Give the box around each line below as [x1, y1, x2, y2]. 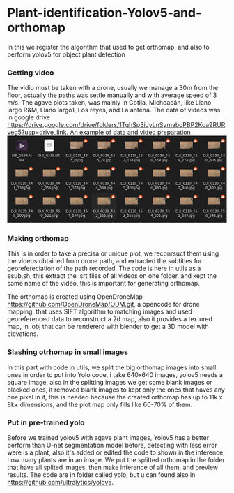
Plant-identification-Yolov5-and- [7, 5, 202, 21]
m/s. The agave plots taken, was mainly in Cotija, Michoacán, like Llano [7, 98, 212, 107]
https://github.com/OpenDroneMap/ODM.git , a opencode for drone [7, 300, 200, 309]
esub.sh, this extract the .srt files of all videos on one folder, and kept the [7, 272, 217, 280]
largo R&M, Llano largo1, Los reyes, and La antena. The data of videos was [7, 106, 221, 115]
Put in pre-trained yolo [7, 418, 85, 427]
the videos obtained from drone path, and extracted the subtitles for [7, 257, 203, 265]
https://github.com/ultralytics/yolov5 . [7, 478, 114, 486]
